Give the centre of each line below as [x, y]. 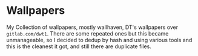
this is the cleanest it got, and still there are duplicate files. [79, 46]
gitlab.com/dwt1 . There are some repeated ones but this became [87, 33]
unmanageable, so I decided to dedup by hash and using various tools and [99, 40]
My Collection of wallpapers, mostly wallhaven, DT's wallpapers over [92, 27]
